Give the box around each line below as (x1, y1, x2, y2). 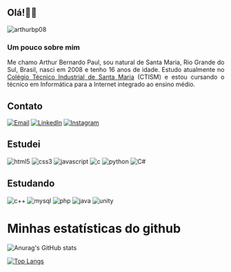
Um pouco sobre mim (7, 42, 81, 52)
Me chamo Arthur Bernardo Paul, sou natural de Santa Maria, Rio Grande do (7, 58, 225, 66)
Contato (7, 100, 43, 112)
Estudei (7, 139, 41, 150)
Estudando (7, 177, 55, 189)
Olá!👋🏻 (7, 7, 37, 19)
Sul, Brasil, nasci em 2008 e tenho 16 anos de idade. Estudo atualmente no (7, 66, 225, 74)
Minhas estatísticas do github (7, 221, 181, 237)
